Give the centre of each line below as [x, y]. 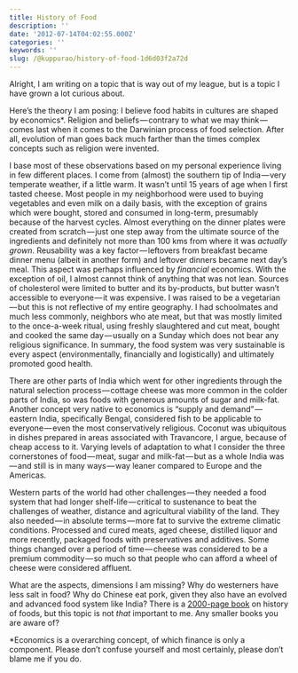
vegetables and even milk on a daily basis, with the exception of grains [138, 203]
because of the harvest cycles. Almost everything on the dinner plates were [148, 222]
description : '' [39, 26]
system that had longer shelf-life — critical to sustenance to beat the [133, 502]
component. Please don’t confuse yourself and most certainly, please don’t [146, 649]
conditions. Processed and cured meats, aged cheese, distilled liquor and [143, 530]
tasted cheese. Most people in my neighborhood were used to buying [137, 194]
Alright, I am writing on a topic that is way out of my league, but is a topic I [145, 84]
